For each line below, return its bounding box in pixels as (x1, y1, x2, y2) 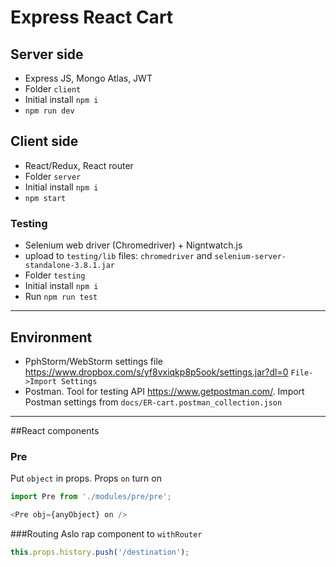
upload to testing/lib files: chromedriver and (24, 250, 213, 262)
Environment (10, 329, 93, 346)
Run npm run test (24, 291, 98, 303)
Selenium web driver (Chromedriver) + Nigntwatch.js (24, 239, 243, 251)
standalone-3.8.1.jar (24, 261, 115, 271)
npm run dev (24, 106, 75, 116)
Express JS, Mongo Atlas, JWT (24, 72, 153, 84)
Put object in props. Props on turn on (10, 472, 162, 485)
